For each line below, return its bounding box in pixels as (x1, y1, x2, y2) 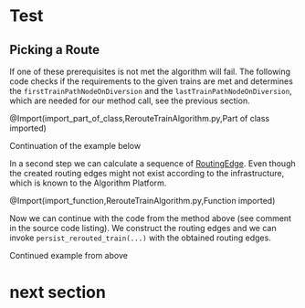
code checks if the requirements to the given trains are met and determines (9, 76, 294, 87)
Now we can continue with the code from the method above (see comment (9, 213, 292, 224)
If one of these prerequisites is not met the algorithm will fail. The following (9, 66, 290, 77)
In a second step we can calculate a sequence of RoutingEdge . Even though (9, 158, 297, 169)
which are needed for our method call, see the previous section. (9, 95, 250, 106)
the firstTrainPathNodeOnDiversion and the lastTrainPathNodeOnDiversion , (9, 86, 292, 96)
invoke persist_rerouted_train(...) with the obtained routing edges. (9, 232, 271, 243)
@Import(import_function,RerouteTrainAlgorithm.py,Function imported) (9, 196, 276, 206)
